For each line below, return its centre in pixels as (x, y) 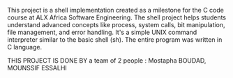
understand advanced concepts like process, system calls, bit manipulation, (116, 25)
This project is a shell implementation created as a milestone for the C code (116, 10)
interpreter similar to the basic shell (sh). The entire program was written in (115, 40)
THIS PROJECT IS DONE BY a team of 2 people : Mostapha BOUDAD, (107, 61)
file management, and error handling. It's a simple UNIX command (102, 32)
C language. (25, 47)
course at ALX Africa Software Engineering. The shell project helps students (117, 17)
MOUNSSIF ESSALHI (37, 68)
